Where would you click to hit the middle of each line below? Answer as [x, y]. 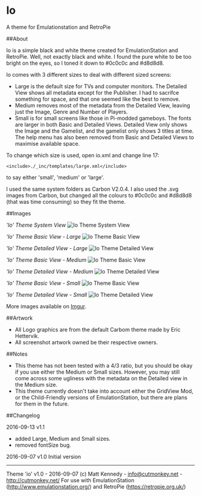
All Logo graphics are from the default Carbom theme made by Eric [98, 329]
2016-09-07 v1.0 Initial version [44, 456]
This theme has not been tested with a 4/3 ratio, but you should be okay [103, 365]
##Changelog [23, 415]
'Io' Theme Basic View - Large [44, 236]
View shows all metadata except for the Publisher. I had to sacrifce [97, 92]
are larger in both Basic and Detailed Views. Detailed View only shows [101, 124]
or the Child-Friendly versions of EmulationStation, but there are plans [101, 397]
